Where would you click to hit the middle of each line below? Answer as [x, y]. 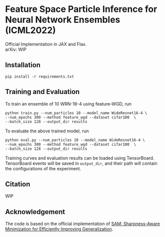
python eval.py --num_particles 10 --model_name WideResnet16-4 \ [75, 140]
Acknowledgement [35, 212]
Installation [23, 65]
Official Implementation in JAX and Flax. [46, 44]
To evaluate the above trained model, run [47, 131]
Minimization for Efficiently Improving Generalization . [59, 229]
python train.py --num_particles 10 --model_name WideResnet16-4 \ [76, 113]
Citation [18, 184]
